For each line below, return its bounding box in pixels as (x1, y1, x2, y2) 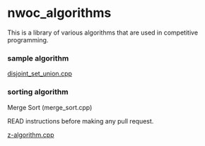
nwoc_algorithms (7, 5, 112, 21)
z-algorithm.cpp (7, 130, 54, 139)
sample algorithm (7, 53, 69, 63)
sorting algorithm (7, 87, 69, 97)
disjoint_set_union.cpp (7, 69, 73, 78)
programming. (7, 35, 49, 44)
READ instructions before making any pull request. (7, 116, 154, 125)
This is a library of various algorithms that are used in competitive (7, 28, 199, 37)
